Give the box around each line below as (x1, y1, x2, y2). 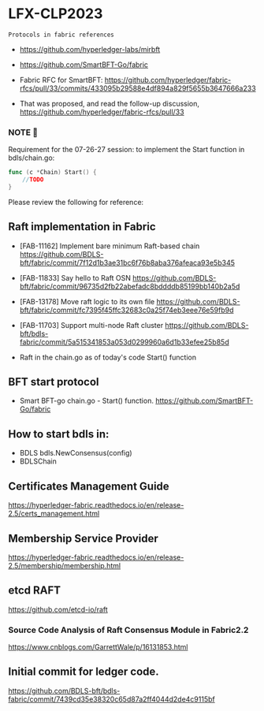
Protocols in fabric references (8, 31, 114, 39)
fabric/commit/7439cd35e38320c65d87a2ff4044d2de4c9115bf (8, 694, 215, 704)
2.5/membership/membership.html (8, 560, 121, 570)
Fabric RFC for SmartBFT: (19, 75, 103, 84)
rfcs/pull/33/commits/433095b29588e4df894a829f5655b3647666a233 (19, 84, 256, 93)
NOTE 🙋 (8, 127, 39, 138)
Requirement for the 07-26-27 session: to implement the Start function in (8, 145, 245, 154)
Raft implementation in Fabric (8, 220, 156, 233)
